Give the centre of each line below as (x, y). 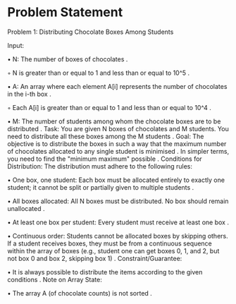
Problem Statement (65, 12)
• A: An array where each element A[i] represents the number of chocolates (117, 86)
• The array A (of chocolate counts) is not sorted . (80, 293)
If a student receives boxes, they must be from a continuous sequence (110, 243)
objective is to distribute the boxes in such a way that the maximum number (117, 144)
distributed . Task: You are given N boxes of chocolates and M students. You (118, 128)
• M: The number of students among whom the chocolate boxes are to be (114, 121)
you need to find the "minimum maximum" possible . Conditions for (105, 159)
